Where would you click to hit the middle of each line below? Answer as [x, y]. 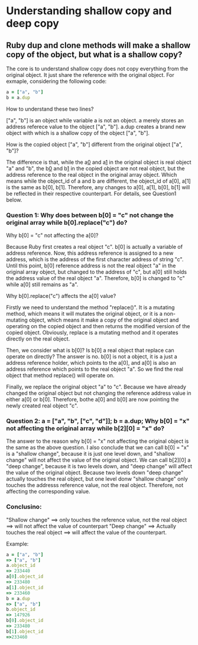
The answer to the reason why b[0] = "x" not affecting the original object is [98, 441]
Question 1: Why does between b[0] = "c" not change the [90, 215]
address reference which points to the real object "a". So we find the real [95, 369]
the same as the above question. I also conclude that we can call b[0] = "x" [98, 448]
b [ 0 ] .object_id [25, 621]
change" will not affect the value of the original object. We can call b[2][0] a [98, 460]
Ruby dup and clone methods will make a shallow [98, 45]
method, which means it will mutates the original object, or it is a [84, 314]
